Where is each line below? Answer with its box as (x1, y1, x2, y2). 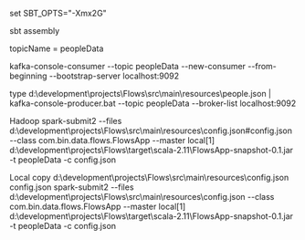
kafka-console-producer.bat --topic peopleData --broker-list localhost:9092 (9, 98, 297, 109)
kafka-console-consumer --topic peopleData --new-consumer (9, 61, 247, 71)
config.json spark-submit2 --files (9, 182, 134, 193)
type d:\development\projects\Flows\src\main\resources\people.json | (9, 89, 272, 99)
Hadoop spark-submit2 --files (9, 116, 122, 126)
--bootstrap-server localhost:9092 (48, 70, 180, 81)
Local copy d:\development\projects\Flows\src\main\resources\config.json (9, 172, 289, 183)
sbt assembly (9, 26, 60, 36)
